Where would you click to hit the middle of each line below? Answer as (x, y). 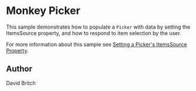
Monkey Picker (43, 11)
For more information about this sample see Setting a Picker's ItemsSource (97, 44)
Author (19, 69)
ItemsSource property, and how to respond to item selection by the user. (94, 33)
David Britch (21, 83)
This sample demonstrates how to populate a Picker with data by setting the (98, 27)
